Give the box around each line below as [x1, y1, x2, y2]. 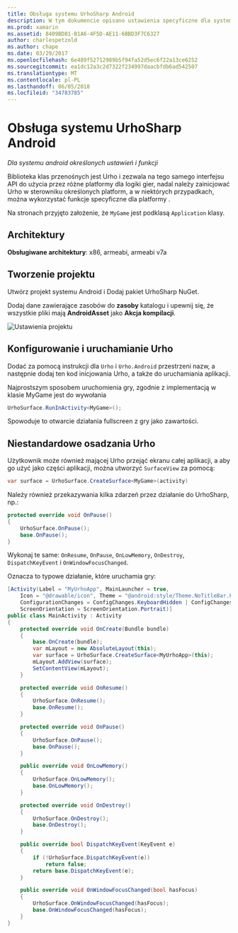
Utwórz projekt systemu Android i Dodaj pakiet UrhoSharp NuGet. [7, 287, 200, 296]
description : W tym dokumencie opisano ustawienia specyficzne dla [7, 17, 211, 24]
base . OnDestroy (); [33, 822, 87, 829]
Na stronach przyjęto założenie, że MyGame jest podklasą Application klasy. [7, 208, 225, 217]
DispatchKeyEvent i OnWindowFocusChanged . [7, 558, 129, 567]
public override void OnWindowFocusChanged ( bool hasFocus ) [20, 887, 198, 894]
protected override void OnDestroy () [20, 802, 132, 809]
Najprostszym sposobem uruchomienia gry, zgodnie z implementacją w [7, 383, 217, 391]
